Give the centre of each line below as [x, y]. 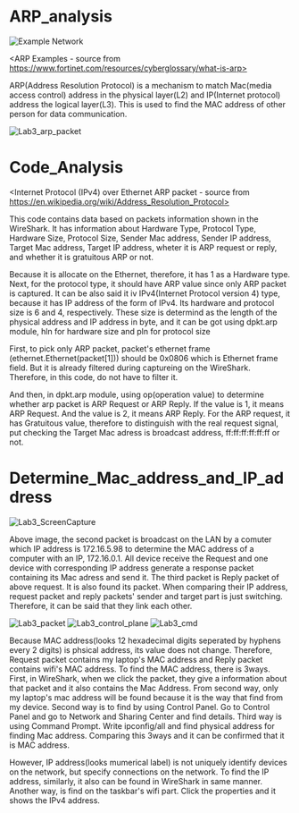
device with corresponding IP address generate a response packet [132, 567]
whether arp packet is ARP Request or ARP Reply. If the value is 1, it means [146, 403]
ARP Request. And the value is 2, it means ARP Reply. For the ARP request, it [150, 413]
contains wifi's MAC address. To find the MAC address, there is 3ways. [140, 669]
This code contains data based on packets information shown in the [134, 219]
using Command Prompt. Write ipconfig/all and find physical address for [142, 725]
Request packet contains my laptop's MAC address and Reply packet [136, 659]
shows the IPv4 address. [55, 800]
